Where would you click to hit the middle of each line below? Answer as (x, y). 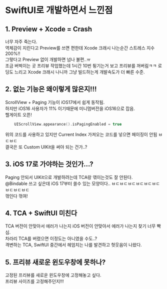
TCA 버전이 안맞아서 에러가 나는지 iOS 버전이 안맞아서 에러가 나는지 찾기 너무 (80, 226)
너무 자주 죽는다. (21, 41)
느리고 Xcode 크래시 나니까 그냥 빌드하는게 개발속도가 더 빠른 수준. (79, 72)
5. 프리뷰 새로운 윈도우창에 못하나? (55, 262)
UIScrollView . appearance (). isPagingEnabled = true (68, 124)
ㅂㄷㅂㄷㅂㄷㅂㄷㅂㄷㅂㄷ (136, 183)
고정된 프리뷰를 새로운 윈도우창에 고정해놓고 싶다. (53, 275)
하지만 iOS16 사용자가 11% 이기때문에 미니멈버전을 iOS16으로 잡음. (70, 108)
